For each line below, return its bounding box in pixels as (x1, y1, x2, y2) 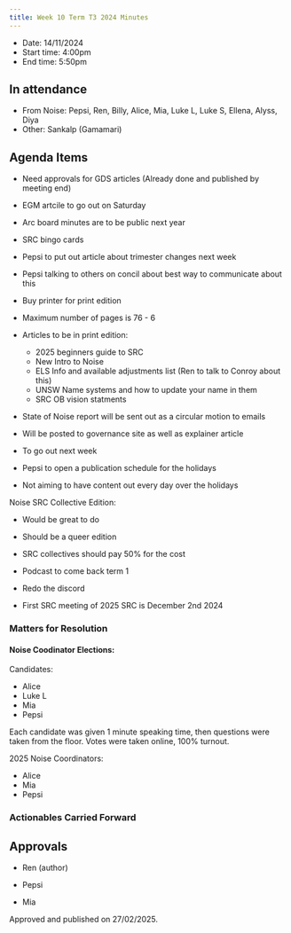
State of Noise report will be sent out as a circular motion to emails (21, 412, 266, 422)
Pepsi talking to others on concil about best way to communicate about (21, 269, 282, 279)
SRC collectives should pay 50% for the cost (21, 549, 186, 560)
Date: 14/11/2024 (21, 37, 84, 48)
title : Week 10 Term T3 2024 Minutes (9, 12, 149, 22)
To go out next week (21, 445, 98, 457)
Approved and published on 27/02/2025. (9, 914, 158, 925)
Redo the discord (21, 583, 85, 594)
